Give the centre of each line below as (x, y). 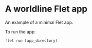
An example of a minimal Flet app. (39, 22)
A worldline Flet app (46, 9)
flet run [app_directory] (31, 40)
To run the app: (20, 32)
